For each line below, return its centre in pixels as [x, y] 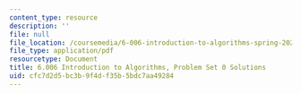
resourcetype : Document [54, 59]
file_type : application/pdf [62, 51]
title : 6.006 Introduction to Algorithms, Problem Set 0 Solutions [138, 68]
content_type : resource [54, 17]
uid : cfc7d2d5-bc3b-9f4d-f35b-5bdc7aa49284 [92, 76]
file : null [30, 34]
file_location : [38, 43]
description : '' [39, 26]
